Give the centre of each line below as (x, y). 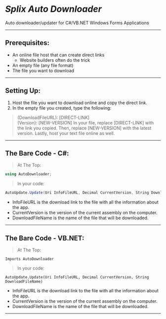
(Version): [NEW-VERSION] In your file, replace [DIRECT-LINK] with (85, 122)
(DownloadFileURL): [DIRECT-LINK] (53, 118)
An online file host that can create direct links (58, 55)
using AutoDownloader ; (28, 174)
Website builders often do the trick (55, 60)
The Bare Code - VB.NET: (45, 238)
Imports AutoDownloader (30, 259)
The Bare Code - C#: (37, 153)
